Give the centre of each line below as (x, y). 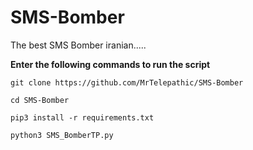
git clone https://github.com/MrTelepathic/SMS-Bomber (127, 82)
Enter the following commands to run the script (110, 64)
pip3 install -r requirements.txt (82, 117)
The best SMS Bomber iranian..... (78, 45)
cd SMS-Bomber (40, 100)
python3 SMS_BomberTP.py (62, 135)
